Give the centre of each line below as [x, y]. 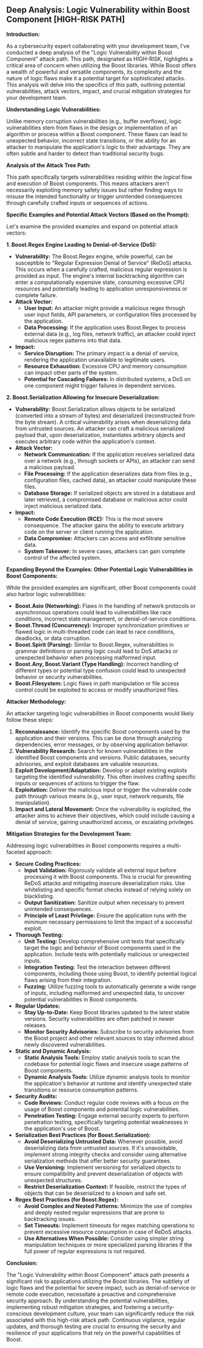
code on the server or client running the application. [89, 532]
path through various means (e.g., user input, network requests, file [99, 796]
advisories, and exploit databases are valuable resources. [87, 764]
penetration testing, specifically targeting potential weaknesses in [106, 1122]
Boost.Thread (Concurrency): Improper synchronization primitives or [102, 625]
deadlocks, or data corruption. [53, 638]
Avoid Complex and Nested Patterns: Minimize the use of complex [108, 1206]
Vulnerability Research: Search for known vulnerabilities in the [94, 751]
